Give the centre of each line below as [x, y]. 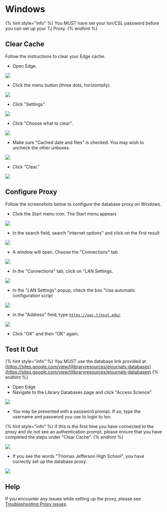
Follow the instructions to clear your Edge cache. [55, 56]
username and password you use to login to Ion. [62, 417]
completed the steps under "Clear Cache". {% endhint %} [64, 437]
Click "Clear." [26, 167]
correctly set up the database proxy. [50, 461]
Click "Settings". [29, 104]
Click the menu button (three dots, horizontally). [62, 85]
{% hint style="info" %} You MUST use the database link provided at [76, 361]
